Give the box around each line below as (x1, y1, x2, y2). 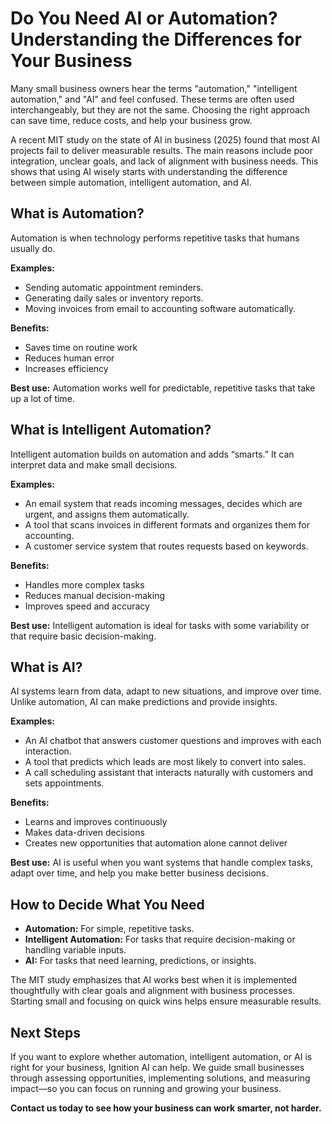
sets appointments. (24, 777, 105, 789)
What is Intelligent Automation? (10, 422, 212, 439)
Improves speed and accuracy (24, 600, 150, 612)
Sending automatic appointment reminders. (24, 281, 204, 293)
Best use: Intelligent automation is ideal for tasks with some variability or (10, 619, 310, 631)
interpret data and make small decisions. (10, 458, 178, 471)
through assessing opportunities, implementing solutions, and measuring (10, 1072, 311, 1084)
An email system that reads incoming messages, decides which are (24, 497, 303, 509)
